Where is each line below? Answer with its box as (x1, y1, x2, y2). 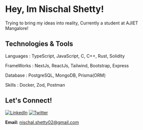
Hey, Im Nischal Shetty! (5, 3, 104, 15)
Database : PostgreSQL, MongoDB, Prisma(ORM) (5, 72, 106, 78)
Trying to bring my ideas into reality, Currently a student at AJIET (5, 20, 139, 26)
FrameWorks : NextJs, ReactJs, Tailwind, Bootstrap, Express (5, 62, 129, 68)
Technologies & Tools (5, 40, 73, 48)
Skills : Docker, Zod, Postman (5, 82, 65, 88)
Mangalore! (5, 25, 29, 31)
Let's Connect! (5, 96, 52, 105)
